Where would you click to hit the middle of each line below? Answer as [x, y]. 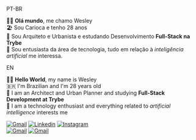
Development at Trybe [35, 99]
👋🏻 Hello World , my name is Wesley [52, 79]
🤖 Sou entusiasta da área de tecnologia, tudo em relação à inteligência [95, 49]
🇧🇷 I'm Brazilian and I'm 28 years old [54, 86]
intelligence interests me [37, 112]
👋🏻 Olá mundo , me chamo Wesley [49, 20]
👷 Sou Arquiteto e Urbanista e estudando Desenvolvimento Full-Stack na [98, 36]
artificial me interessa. [34, 56]
